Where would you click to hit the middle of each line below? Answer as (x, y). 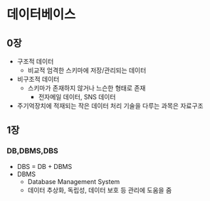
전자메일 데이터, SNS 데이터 (77, 97)
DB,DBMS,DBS (32, 151)
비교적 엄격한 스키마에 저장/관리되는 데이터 (87, 70)
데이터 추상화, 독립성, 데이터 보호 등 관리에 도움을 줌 (100, 190)
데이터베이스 (41, 15)
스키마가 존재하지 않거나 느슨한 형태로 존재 (87, 88)
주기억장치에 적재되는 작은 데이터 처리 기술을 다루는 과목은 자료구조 (110, 106)
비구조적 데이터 (38, 79)
